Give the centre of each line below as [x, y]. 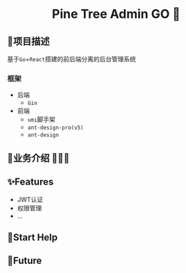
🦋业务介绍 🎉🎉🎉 [39, 158]
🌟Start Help [32, 237]
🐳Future [25, 261]
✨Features [30, 182]
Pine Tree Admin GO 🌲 [116, 14]
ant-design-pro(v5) [56, 128]
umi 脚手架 [41, 119]
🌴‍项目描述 [28, 41]
